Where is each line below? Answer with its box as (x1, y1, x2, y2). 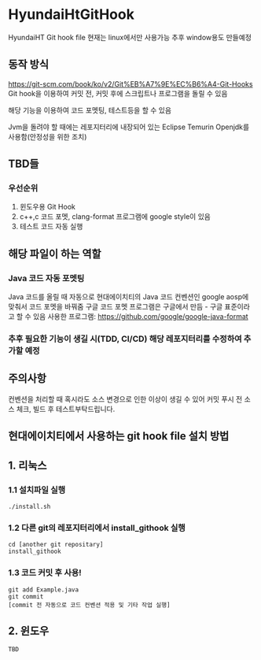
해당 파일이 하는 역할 (8, 247, 101, 261)
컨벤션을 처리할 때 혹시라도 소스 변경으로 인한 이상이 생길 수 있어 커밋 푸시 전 (8, 394, 243, 403)
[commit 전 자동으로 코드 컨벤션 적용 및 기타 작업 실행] (8, 601, 171, 609)
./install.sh (8, 502, 51, 510)
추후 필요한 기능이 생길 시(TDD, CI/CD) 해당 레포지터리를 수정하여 (8, 333, 242, 344)
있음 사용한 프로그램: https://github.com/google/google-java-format (32, 312, 249, 321)
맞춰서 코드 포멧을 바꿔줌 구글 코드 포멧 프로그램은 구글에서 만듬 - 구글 (8, 302, 223, 312)
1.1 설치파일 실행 (8, 484, 66, 495)
